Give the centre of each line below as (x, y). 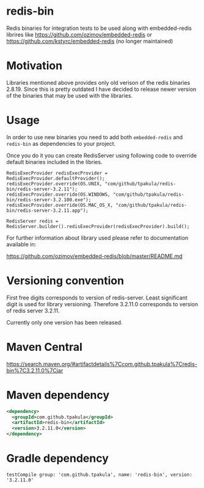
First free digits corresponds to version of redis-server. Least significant (97, 298)
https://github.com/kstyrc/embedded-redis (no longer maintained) (90, 41)
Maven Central (44, 347)
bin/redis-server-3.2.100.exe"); (49, 199)
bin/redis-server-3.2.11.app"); (47, 210)
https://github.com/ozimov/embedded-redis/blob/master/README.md (94, 256)
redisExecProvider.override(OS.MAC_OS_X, (60, 205)
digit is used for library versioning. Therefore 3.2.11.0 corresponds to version (102, 304)
